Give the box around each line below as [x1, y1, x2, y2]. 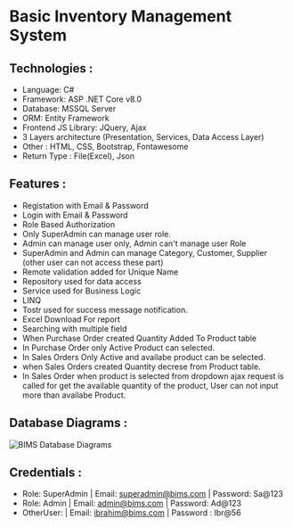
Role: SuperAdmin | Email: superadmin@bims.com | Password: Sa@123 [21, 489, 283, 499]
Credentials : [9, 465, 82, 481]
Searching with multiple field [21, 323, 127, 333]
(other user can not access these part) [21, 257, 164, 268]
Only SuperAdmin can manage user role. [21, 228, 172, 239]
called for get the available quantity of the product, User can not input [21, 380, 279, 391]
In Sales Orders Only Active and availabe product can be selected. [21, 351, 265, 362]
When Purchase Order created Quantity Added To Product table [21, 333, 256, 343]
